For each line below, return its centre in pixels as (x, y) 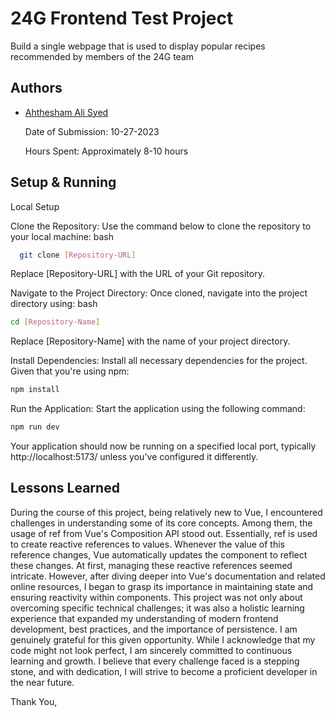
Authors (36, 88)
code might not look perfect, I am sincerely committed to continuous (151, 650)
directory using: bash (54, 304)
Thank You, (34, 701)
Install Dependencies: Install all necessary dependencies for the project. (159, 361)
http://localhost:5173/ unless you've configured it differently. (134, 457)
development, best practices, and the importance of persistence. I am (154, 629)
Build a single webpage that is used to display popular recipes (138, 46)
